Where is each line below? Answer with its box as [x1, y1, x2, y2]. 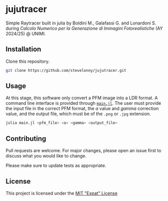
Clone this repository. [5, 58, 50, 64]
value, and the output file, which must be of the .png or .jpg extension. [5, 111, 151, 117]
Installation [5, 45, 41, 53]
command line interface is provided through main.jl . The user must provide [5, 100, 162, 106]
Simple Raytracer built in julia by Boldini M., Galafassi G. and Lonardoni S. [5, 20, 157, 26]
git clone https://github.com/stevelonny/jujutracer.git [5, 68, 127, 73]
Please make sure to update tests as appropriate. [5, 163, 107, 169]
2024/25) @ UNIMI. [5, 30, 46, 36]
